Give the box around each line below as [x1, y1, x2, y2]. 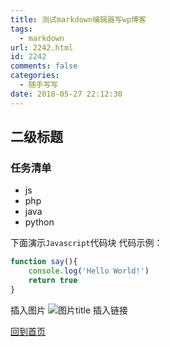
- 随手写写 [19, 80, 59, 90]
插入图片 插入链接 [10, 304, 128, 316]
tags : [10, 24, 33, 34]
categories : [10, 71, 60, 81]
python [24, 216, 55, 228]
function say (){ [10, 257, 78, 267]
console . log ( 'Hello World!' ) [28, 266, 150, 276]
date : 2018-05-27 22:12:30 [10, 89, 123, 99]
